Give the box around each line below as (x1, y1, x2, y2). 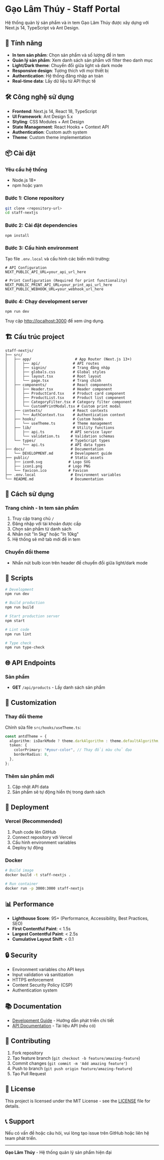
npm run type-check (5, 645, 45, 650)
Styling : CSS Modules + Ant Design (12, 118, 84, 124)
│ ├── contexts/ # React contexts (5, 408, 108, 413)
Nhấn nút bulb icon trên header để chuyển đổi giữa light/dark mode (12, 559, 148, 566)
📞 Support (5, 1117, 35, 1126)
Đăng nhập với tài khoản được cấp (12, 521, 82, 527)
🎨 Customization (5, 698, 57, 707)
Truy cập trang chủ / (12, 515, 55, 522)
